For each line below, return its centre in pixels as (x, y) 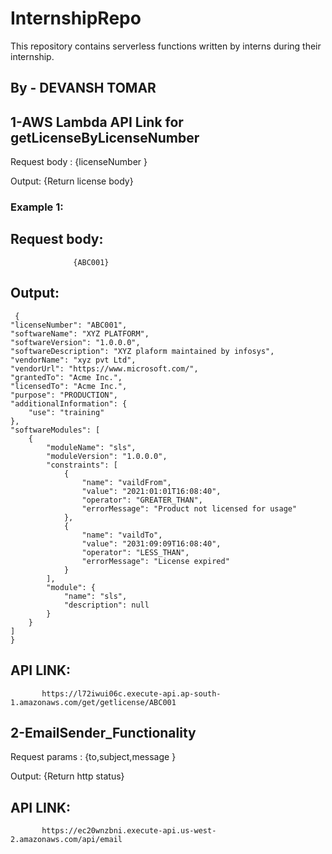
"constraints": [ (82, 465)
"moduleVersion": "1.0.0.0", (107, 456)
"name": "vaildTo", (122, 535)
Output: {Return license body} (72, 181)
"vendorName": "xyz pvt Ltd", (73, 360)
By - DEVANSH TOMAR (83, 88)
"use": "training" (66, 412)
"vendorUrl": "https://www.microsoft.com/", (104, 368)
